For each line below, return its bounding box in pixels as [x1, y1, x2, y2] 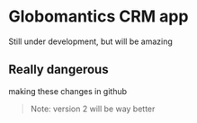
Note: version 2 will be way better [30, 103, 156, 114]
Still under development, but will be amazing [8, 36, 173, 47]
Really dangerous [8, 62, 109, 77]
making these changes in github [8, 85, 128, 96]
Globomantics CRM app [8, 6, 189, 27]
